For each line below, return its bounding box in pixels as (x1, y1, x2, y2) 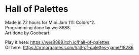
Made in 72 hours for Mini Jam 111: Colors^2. (5, 19, 96, 25)
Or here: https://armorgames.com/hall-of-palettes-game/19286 (5, 44, 134, 50)
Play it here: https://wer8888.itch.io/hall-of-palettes (5, 39, 110, 45)
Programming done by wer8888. (5, 24, 71, 30)
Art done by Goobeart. (5, 30, 51, 36)
